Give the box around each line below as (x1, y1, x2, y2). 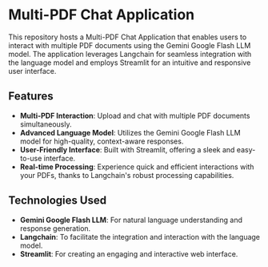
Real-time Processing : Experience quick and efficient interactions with (19, 162, 254, 172)
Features (8, 90, 54, 103)
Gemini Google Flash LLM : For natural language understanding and (19, 215, 242, 225)
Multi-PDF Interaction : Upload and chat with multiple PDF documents (19, 111, 250, 120)
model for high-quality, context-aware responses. (19, 136, 184, 146)
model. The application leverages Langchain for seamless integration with (8, 49, 252, 59)
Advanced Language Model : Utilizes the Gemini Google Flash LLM (19, 127, 242, 137)
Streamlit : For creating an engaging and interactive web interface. (19, 249, 238, 258)
